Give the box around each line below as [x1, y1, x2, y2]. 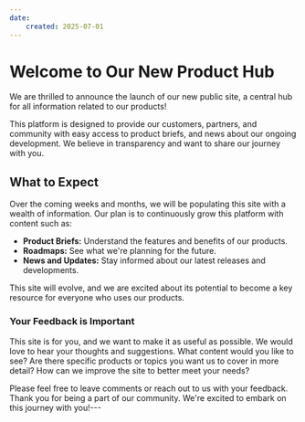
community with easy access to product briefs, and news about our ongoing [9, 129, 297, 140]
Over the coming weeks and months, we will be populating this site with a [9, 198, 286, 210]
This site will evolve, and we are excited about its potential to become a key [9, 282, 293, 293]
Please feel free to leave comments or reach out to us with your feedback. [9, 383, 289, 394]
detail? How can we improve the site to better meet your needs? [9, 364, 250, 375]
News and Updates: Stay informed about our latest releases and [22, 255, 267, 266]
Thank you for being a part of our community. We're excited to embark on [9, 392, 287, 403]
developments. [22, 265, 79, 276]
